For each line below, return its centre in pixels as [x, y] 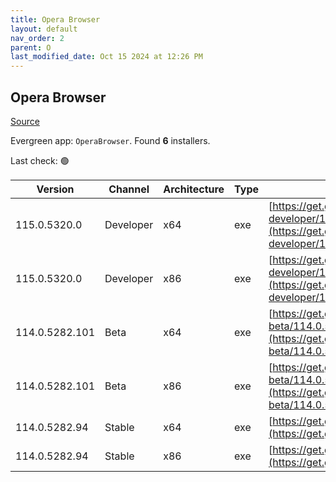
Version [55, 189]
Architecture [194, 189]
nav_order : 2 [37, 38]
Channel [129, 189]
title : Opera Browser [55, 19]
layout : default [44, 29]
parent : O [31, 47]
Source [25, 121]
